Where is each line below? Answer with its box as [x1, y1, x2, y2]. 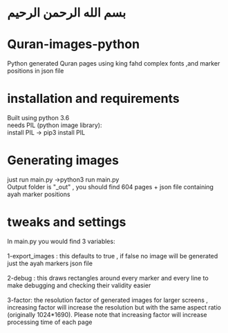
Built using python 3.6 [7, 114, 70, 122]
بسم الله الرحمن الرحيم [7, 5, 126, 21]
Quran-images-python [7, 37, 140, 53]
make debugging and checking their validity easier [7, 281, 151, 289]
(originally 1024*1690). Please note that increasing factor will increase [7, 310, 207, 318]
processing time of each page [7, 318, 93, 326]
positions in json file [7, 67, 64, 75]
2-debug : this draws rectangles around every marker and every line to [7, 274, 209, 282]
